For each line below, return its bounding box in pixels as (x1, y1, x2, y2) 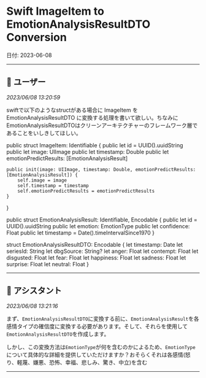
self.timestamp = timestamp (17, 182, 89, 188)
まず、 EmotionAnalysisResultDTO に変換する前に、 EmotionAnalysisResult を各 (6, 315, 199, 322)
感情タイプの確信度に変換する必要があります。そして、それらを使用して (6, 322, 188, 330)
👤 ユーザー (6, 77, 46, 87)
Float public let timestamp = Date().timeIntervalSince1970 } (6, 229, 155, 236)
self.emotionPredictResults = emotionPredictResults (17, 188, 155, 194)
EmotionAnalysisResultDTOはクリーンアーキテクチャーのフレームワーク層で (6, 121, 198, 129)
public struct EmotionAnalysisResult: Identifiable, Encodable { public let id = (6, 216, 198, 223)
